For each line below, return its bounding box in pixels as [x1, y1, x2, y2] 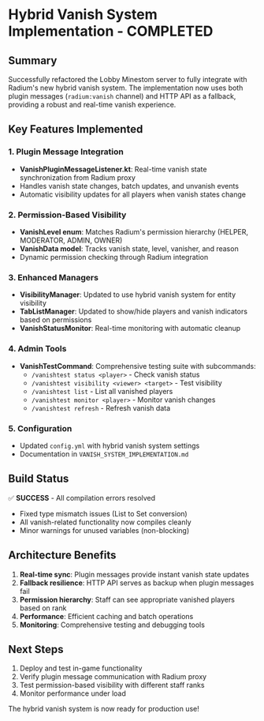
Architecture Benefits [8, 549, 117, 562]
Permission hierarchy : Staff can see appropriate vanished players [19, 595, 235, 604]
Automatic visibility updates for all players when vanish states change [19, 190, 247, 199]
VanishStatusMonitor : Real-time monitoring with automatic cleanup [19, 324, 241, 333]
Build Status [8, 472, 69, 486]
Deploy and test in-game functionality [19, 663, 143, 673]
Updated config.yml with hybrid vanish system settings [19, 441, 200, 450]
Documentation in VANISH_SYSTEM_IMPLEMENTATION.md [19, 449, 189, 459]
